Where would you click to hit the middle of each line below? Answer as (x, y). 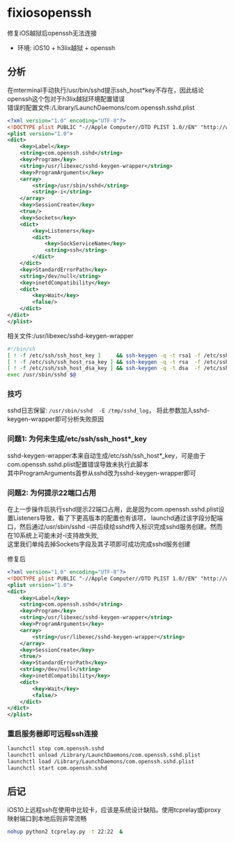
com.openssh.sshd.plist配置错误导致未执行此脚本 (78, 464)
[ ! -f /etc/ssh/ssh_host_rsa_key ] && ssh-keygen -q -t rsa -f (104, 362)
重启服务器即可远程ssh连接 (53, 734)
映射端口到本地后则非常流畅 (47, 818)
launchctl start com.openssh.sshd (57, 768)
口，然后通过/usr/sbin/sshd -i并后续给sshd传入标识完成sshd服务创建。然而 (115, 527)
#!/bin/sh (22, 349)
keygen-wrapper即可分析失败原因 (56, 419)
